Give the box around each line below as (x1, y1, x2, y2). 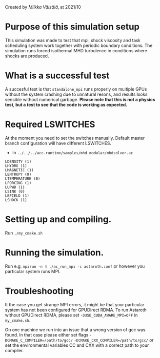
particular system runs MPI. (5, 268, 60, 274)
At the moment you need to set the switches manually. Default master (5, 135, 145, 141)
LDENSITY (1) (5, 159, 32, 164)
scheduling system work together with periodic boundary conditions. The (5, 42, 153, 48)
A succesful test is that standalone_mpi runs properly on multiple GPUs (5, 86, 147, 92)
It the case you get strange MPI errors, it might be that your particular (5, 301, 145, 307)
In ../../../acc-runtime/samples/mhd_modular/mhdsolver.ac (12, 149, 133, 155)
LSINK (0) (5, 189, 25, 194)
